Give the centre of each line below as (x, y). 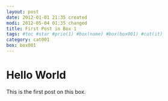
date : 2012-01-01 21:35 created (47, 17)
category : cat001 (28, 40)
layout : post (23, 12)
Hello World (36, 75)
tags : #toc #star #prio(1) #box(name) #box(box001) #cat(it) (85, 34)
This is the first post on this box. (46, 91)
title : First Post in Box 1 (42, 29)
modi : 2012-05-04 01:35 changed (47, 23)
